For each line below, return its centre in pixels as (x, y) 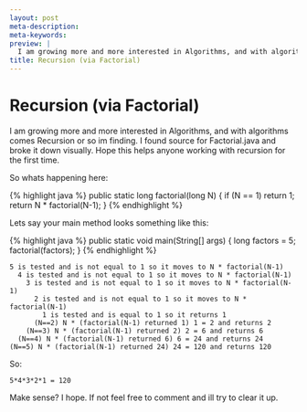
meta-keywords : (38, 35)
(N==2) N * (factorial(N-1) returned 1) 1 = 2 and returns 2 (153, 322)
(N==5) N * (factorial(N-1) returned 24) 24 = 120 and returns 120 (141, 347)
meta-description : (44, 26)
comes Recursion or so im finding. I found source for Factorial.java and (143, 140)
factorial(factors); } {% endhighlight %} (83, 250)
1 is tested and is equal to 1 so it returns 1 (134, 315)
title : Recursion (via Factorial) (75, 60)
